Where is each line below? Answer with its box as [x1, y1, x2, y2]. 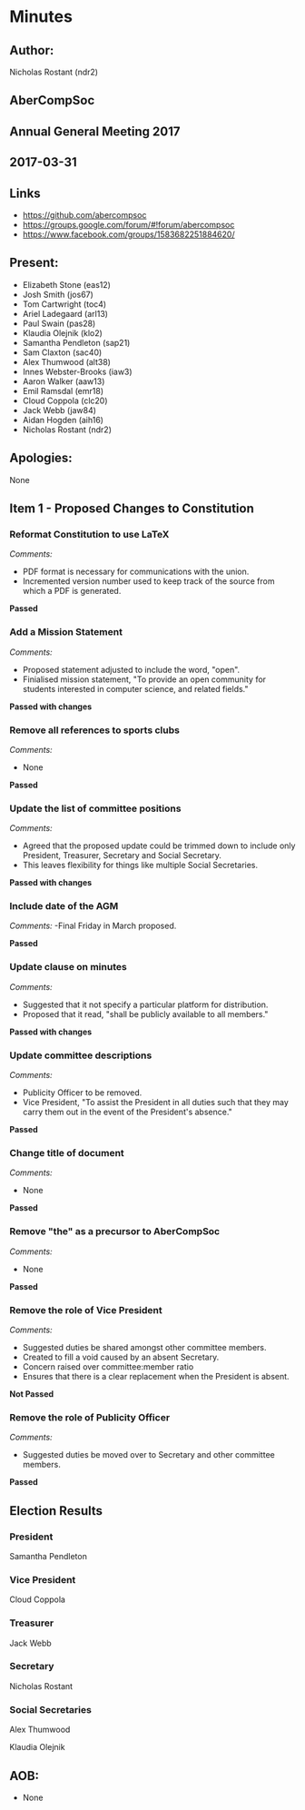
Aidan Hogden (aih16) [22, 414, 104, 425]
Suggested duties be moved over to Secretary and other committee [22, 1449, 275, 1460]
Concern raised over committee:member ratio [22, 1360, 194, 1372]
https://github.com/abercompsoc [22, 209, 147, 220]
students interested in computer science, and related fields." [22, 683, 249, 694]
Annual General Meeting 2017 [9, 124, 181, 139]
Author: [9, 43, 54, 58]
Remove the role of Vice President [9, 1303, 163, 1316]
